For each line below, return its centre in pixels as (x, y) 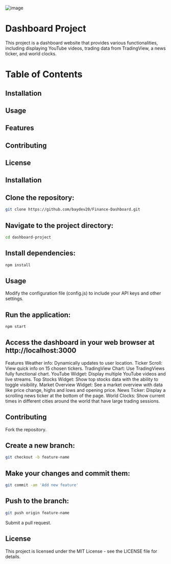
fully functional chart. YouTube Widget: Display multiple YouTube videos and (86, 373)
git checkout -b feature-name (38, 457)
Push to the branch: (37, 501)
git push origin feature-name (38, 513)
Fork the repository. (26, 429)
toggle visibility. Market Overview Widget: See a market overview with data (84, 385)
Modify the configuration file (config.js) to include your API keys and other (83, 293)
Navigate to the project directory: (59, 225)
